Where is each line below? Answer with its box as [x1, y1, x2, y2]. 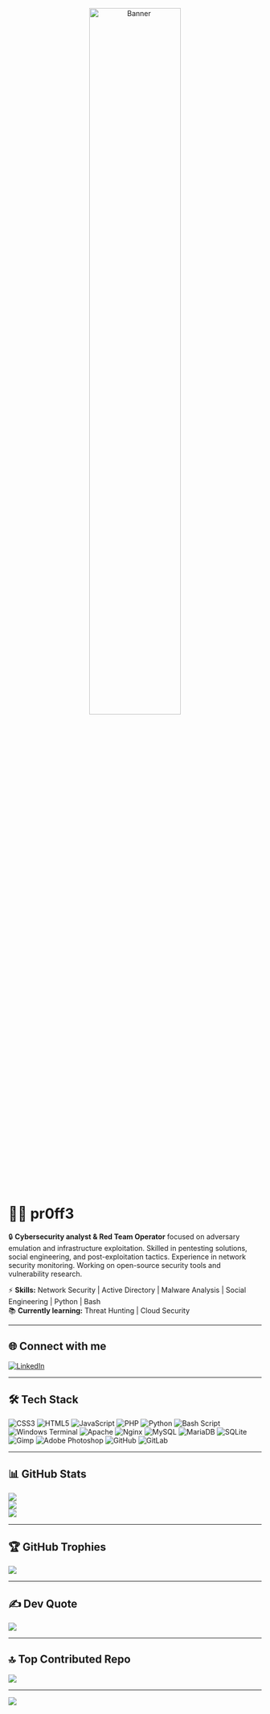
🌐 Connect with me [8, 1340, 107, 1353]
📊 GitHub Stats [8, 1467, 87, 1481]
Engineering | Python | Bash [8, 1296, 101, 1306]
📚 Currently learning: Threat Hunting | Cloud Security [8, 1305, 190, 1315]
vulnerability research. [8, 1269, 83, 1278]
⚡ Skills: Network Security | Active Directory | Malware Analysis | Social [8, 1285, 247, 1295]
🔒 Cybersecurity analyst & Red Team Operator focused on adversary [8, 1232, 240, 1241]
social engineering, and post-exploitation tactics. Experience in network [8, 1252, 247, 1262]
